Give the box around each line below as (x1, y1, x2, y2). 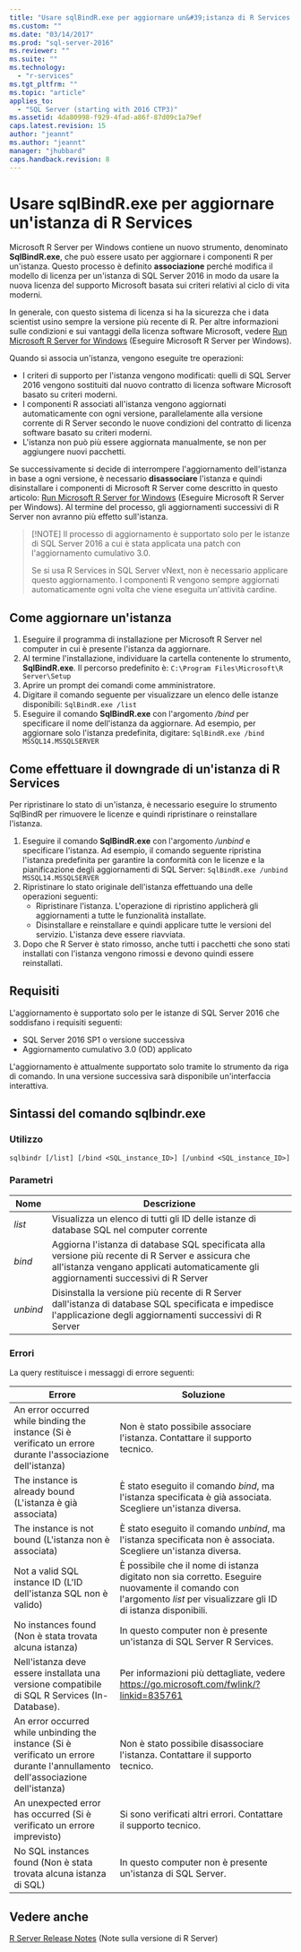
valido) (13, 1599, 43, 1611)
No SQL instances (13, 1845, 90, 1858)
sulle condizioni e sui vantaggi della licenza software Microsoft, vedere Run (9, 326, 288, 337)
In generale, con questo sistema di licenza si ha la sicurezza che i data (9, 307, 270, 318)
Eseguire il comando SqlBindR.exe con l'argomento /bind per (21, 709, 249, 720)
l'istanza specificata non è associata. (119, 1533, 275, 1546)
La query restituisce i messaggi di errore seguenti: (9, 1368, 195, 1378)
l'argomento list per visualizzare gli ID (119, 1593, 278, 1605)
